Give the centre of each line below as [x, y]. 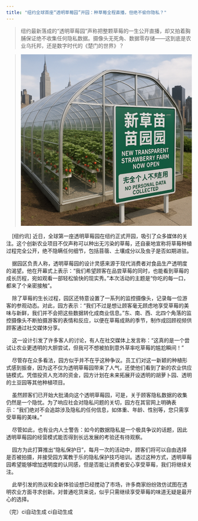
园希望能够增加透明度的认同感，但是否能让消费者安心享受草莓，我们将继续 [96, 464]
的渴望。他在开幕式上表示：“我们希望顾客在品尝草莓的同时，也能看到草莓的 [98, 271]
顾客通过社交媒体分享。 [34, 328]
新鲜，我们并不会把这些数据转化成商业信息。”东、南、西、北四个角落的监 [104, 313]
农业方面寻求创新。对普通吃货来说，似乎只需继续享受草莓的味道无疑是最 [99, 491]
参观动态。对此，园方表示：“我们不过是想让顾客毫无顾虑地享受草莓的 [100, 305]
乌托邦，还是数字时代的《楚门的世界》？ [75, 46]
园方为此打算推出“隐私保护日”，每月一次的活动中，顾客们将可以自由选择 [99, 449]
